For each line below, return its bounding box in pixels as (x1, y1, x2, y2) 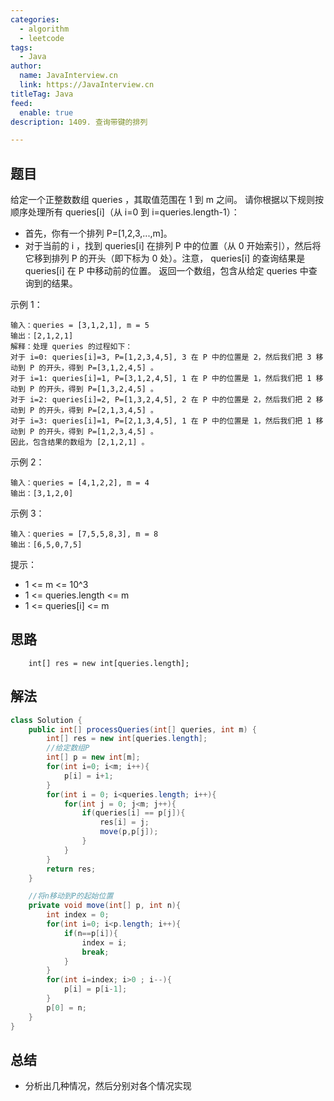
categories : (10, 14, 60, 25)
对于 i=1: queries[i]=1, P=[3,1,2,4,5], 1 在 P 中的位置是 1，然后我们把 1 (10, 374, 312, 384)
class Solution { (10, 715, 83, 725)
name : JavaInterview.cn (19, 71, 118, 81)
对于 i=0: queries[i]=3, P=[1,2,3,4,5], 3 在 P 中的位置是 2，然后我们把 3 (10, 352, 312, 363)
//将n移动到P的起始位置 (28, 891, 114, 901)
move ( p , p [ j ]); (99, 827, 159, 837)
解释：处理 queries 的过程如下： (10, 342, 133, 352)
